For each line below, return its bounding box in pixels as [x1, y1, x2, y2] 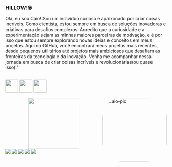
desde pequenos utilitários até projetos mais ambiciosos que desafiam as [5, 48, 160, 54]
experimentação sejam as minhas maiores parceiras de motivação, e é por [5, 32, 162, 38]
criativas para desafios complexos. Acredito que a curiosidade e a [5, 26, 145, 33]
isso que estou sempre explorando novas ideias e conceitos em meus [5, 37, 153, 43]
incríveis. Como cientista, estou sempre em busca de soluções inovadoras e [5, 21, 166, 27]
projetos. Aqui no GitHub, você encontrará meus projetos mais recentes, [5, 43, 158, 49]
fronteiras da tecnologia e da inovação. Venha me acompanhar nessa [5, 53, 152, 60]
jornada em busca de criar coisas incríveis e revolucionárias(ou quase [5, 59, 153, 65]
